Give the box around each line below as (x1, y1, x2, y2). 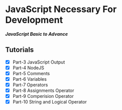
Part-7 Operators (12, 82, 48, 88)
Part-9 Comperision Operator (12, 93, 74, 99)
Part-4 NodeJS (12, 65, 45, 71)
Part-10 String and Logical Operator (12, 99, 87, 105)
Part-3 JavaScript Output (12, 59, 65, 65)
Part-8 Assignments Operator (12, 87, 74, 94)
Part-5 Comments (12, 70, 50, 76)
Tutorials (5, 45, 34, 54)
